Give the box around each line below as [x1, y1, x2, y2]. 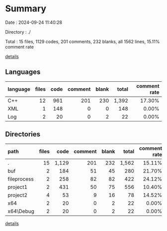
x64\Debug [7, 208, 35, 215]
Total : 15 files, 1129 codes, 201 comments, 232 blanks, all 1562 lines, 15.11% [5, 38, 160, 45]
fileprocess [7, 175, 34, 182]
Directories [5, 130, 41, 139]
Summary [5, 3, 46, 14]
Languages [5, 68, 41, 76]
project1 [7, 183, 28, 190]
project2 [7, 191, 28, 198]
